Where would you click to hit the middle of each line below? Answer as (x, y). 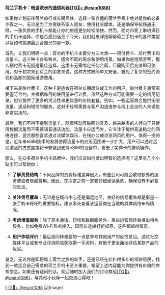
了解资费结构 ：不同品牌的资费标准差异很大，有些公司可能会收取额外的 (83, 174)
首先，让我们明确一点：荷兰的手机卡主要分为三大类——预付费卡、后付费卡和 (82, 53)
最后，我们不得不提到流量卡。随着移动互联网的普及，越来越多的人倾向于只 (80, 123)
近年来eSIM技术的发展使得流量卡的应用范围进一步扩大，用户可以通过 (83, 141)
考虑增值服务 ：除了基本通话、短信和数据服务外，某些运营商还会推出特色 (85, 220)
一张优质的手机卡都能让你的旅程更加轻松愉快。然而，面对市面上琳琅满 (84, 30)
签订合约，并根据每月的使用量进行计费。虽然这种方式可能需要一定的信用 (82, 94)
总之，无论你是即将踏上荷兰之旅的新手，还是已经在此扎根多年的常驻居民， (80, 259)
